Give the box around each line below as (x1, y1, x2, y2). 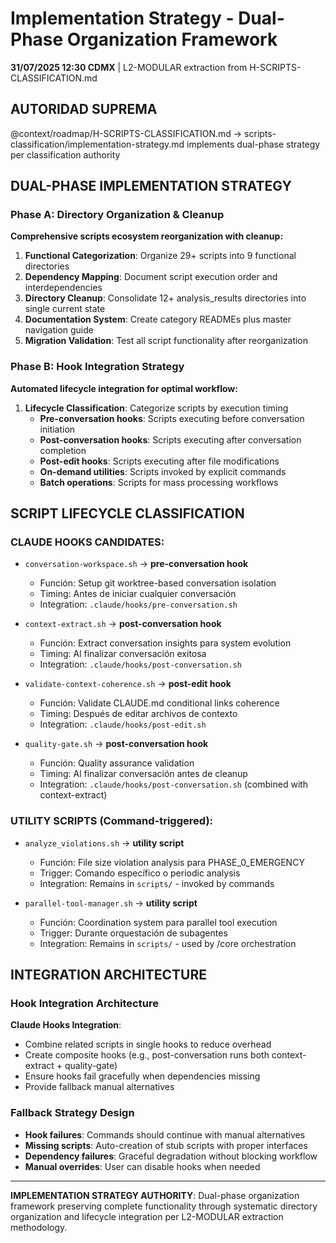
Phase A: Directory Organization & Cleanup (10, 208, 225, 222)
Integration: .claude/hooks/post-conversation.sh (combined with (39, 778, 309, 791)
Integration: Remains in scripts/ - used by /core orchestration (39, 937, 297, 949)
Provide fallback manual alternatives (24, 1081, 175, 1093)
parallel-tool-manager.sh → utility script (24, 897, 198, 909)
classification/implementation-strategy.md (10, 138, 185, 150)
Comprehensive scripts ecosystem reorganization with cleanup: (10, 230, 284, 242)
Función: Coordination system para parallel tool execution (39, 916, 278, 928)
